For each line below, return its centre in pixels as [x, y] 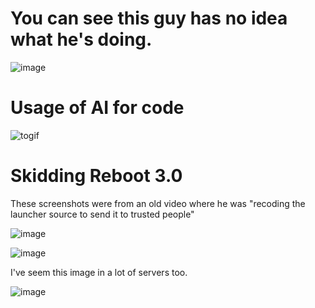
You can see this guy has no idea [149, 18]
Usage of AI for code [97, 108]
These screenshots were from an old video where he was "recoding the [158, 203]
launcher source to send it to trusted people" [102, 214]
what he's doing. [81, 39]
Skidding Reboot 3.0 [96, 176]
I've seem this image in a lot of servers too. [99, 272]
